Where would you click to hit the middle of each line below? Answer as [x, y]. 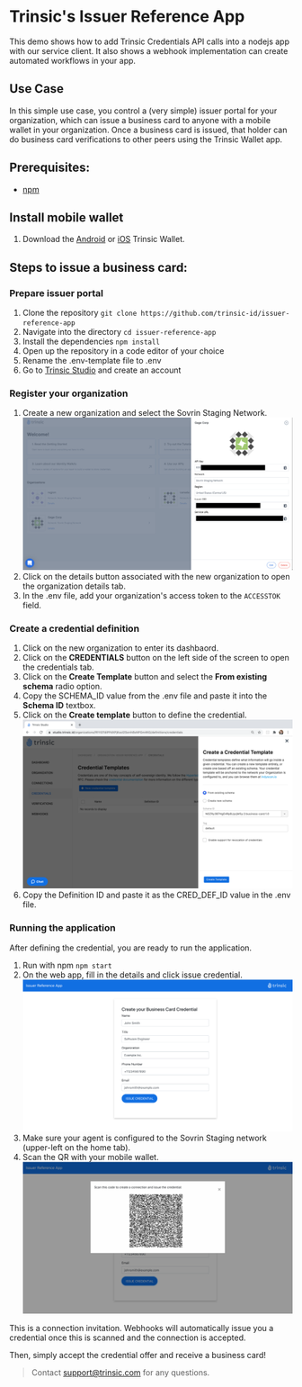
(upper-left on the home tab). [76, 1148]
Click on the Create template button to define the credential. [134, 715]
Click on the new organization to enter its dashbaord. [120, 648]
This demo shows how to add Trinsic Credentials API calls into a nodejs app [150, 41]
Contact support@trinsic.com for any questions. [120, 1373]
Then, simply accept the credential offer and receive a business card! [138, 1355]
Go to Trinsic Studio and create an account [102, 370]
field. [32, 605]
